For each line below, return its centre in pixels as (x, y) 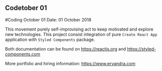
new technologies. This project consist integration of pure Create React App (81, 34)
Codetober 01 (26, 8)
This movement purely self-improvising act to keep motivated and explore (79, 29)
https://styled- (141, 49)
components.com (23, 54)
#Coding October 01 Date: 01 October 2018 (48, 19)
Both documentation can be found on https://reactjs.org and (66, 49)
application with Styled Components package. (50, 39)
